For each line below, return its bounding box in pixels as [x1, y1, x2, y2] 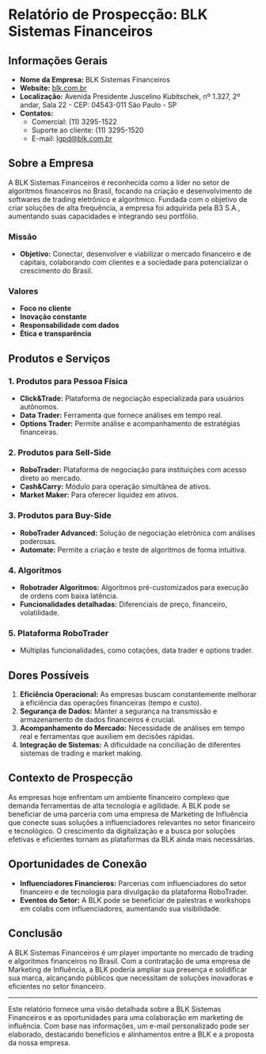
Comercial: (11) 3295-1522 [31, 117, 117, 126]
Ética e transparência [19, 329, 92, 338]
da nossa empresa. [8, 1037, 71, 1047]
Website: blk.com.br [19, 83, 87, 93]
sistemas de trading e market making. [19, 748, 143, 758]
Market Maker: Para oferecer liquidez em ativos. [19, 490, 179, 500]
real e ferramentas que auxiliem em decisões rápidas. [19, 732, 196, 741]
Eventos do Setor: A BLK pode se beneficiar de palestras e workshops [19, 895, 251, 904]
